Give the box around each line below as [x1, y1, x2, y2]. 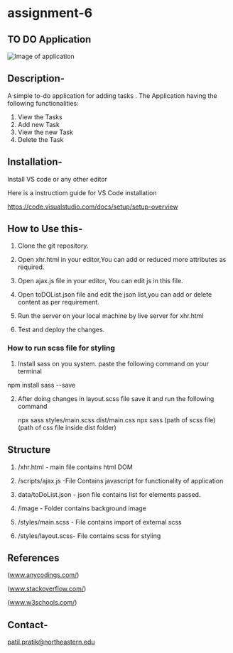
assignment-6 [7, 5, 93, 21]
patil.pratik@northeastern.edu [7, 637, 95, 647]
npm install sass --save [7, 380, 76, 389]
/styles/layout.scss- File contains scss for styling [17, 531, 161, 540]
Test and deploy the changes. [17, 325, 105, 334]
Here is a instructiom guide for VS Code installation [7, 188, 157, 197]
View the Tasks [17, 112, 63, 121]
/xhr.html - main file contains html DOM [17, 463, 133, 471]
